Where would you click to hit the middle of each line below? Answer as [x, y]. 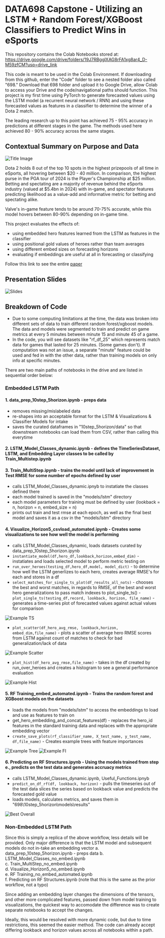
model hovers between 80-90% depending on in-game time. [67, 214]
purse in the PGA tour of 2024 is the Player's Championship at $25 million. [81, 178]
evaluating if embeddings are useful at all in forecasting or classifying [83, 254]
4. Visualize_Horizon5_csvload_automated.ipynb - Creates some [73, 529]
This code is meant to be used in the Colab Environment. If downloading [78, 74]
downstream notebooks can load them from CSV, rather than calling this [85, 432]
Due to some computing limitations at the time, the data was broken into [85, 319]
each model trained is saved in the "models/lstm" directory [72, 497]
